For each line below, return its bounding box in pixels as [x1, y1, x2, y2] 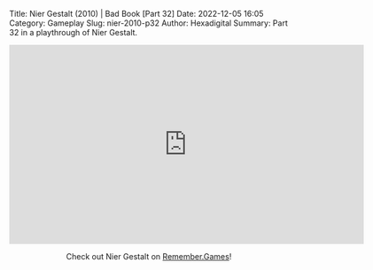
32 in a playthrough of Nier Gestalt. [9, 27, 138, 37]
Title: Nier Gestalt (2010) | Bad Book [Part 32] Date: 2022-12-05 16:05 [9, 9, 264, 19]
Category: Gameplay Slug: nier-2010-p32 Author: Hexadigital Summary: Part [9, 18, 288, 28]
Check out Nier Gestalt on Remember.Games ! [66, 251, 232, 261]
